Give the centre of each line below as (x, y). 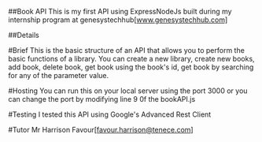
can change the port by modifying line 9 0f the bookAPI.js (102, 99)
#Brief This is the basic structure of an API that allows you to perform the (127, 50)
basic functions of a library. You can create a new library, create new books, (131, 59)
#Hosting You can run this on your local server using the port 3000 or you (128, 91)
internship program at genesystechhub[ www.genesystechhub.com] (118, 20)
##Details (24, 35)
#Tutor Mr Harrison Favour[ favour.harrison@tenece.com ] (101, 130)
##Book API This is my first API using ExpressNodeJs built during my (120, 11)
